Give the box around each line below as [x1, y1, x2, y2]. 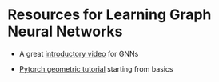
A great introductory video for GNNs [18, 49, 139, 58]
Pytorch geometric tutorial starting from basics [18, 64, 173, 73]
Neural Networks [7, 22, 123, 41]
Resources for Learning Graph [7, 6, 212, 24]
